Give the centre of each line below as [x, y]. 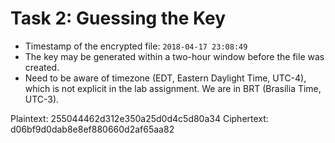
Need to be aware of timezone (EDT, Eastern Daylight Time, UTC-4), [165, 78]
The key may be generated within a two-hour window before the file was [174, 56]
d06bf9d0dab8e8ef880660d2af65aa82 [92, 129]
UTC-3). [42, 99]
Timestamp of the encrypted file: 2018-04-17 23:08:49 [136, 46]
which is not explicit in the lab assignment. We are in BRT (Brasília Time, [173, 88]
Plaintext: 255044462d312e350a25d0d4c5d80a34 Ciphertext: [139, 118]
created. [42, 67]
